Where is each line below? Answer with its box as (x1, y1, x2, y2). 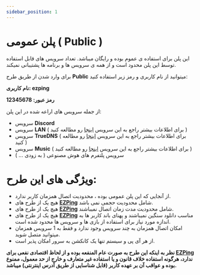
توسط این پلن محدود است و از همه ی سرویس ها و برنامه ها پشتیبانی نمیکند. (6, 61, 176, 68)
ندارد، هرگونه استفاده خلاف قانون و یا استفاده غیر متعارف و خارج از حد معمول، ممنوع (6, 255, 193, 262)
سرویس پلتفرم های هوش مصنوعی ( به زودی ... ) (14, 151, 124, 158)
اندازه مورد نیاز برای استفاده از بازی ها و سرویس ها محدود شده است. (14, 218, 171, 225)
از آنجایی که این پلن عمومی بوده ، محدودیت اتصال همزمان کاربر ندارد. (14, 192, 171, 199)
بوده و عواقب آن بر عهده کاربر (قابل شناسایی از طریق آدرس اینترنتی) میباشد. (6, 261, 177, 268)
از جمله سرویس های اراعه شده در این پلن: (6, 108, 102, 115)
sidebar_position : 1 (6, 8, 58, 15)
